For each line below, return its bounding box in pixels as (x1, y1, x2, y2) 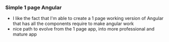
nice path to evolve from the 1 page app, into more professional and (12, 26, 155, 32)
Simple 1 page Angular (5, 4, 62, 11)
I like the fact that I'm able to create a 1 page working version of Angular (12, 15, 164, 21)
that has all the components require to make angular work (12, 20, 134, 26)
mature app (12, 31, 37, 37)
